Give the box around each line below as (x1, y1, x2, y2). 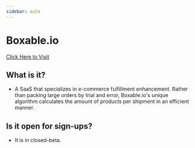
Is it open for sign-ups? (6, 121, 93, 131)
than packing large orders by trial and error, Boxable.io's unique (14, 92, 169, 99)
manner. (14, 104, 35, 111)
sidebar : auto (6, 8, 41, 15)
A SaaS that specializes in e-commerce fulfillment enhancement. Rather (14, 85, 189, 92)
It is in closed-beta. (14, 137, 61, 144)
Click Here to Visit (6, 53, 50, 60)
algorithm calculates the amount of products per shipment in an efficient (14, 98, 189, 105)
